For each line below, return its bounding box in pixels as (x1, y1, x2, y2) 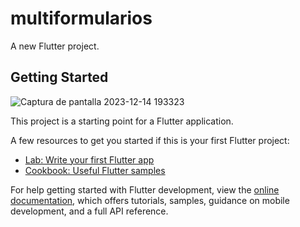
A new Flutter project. (10, 40, 100, 52)
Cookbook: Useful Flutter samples (24, 164, 166, 176)
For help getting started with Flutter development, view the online (10, 183, 280, 196)
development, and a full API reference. (10, 205, 169, 217)
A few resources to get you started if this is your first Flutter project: (10, 134, 290, 146)
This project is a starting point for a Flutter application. (10, 115, 234, 127)
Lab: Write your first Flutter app (24, 153, 155, 166)
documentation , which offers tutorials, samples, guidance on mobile (10, 194, 290, 206)
